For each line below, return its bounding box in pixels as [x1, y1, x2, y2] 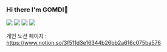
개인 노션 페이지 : [6, 33, 47, 40]
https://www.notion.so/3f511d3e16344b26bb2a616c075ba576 [6, 39, 161, 47]
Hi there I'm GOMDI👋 [6, 5, 69, 14]
